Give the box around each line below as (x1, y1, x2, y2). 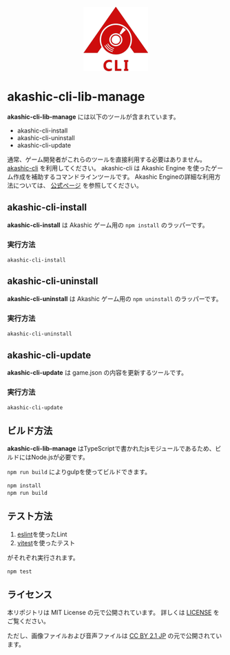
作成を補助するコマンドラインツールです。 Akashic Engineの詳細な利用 (12, 173, 215, 181)
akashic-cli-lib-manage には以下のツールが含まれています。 (7, 113, 180, 121)
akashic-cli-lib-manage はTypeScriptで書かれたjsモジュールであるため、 (7, 444, 216, 453)
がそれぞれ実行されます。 (7, 553, 79, 562)
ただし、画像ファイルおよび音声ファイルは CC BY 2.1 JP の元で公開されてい (7, 632, 222, 640)
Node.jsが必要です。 (30, 453, 90, 462)
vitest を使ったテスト (17, 538, 76, 547)
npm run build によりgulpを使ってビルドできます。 (7, 468, 151, 476)
